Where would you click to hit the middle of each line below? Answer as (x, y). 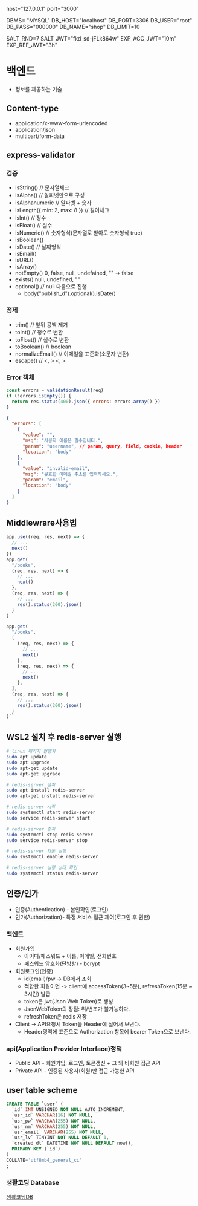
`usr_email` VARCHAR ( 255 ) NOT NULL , (58, 1132)
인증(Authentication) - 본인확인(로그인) (62, 909)
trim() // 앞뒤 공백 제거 (41, 324)
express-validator (41, 155)
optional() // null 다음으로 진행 (51, 287)
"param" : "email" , (45, 480)
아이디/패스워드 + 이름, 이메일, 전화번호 (70, 956)
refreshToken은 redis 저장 (56, 1017)
